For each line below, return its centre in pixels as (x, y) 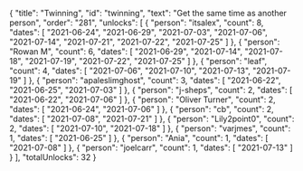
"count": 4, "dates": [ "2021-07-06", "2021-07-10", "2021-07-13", (130, 71)
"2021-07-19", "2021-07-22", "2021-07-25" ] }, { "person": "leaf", (146, 61)
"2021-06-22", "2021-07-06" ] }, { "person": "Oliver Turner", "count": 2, (142, 100)
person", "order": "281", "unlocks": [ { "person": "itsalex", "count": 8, (137, 23)
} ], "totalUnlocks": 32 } (53, 157)
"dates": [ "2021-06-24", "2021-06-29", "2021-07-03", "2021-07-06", (139, 32)
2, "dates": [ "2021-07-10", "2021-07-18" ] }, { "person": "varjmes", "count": (150, 128)
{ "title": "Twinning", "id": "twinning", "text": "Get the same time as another (148, 13)
